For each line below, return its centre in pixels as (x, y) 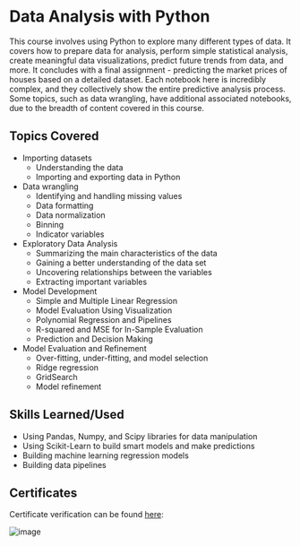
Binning (50, 224)
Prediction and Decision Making (94, 339)
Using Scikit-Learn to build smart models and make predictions (138, 446)
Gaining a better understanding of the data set (121, 263)
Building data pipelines (64, 464)
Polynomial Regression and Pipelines (103, 319)
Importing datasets (57, 158)
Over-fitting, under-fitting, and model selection (122, 358)
